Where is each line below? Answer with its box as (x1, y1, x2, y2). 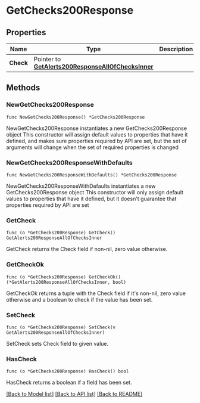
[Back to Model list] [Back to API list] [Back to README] (6, 390, 143, 398)
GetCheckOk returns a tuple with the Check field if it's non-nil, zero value (6, 290, 186, 297)
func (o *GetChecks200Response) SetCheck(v (6, 324, 116, 330)
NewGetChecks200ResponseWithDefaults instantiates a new (6, 182, 156, 190)
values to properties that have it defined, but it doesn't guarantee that (6, 195, 177, 202)
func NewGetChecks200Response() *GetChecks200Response (6, 114, 145, 120)
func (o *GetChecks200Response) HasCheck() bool (6, 368, 129, 374)
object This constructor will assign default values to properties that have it (6, 131, 188, 138)
